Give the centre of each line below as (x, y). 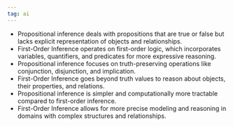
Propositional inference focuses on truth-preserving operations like (114, 63)
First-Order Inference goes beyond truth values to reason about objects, (121, 79)
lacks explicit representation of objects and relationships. (100, 41)
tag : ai (19, 14)
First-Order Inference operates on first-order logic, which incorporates (119, 48)
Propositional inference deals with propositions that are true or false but (121, 34)
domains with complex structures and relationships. (92, 116)
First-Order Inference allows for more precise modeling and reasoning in (122, 108)
